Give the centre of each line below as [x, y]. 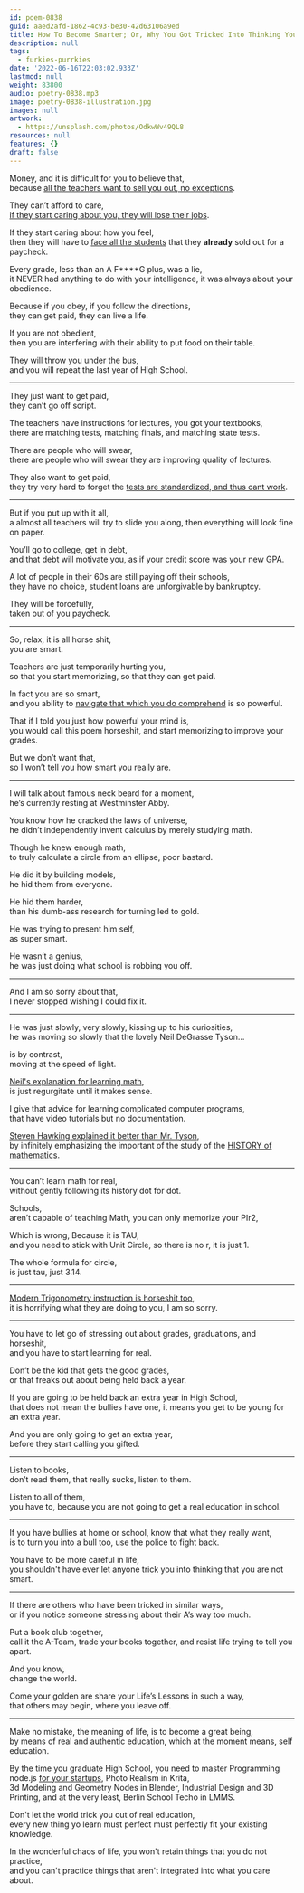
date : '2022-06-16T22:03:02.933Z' [75, 69]
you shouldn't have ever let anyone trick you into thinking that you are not [147, 1569]
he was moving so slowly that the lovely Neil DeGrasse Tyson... [127, 1036]
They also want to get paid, [60, 477]
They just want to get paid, [59, 395]
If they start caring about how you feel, [82, 232]
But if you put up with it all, [59, 513]
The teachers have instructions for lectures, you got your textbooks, [136, 422]
